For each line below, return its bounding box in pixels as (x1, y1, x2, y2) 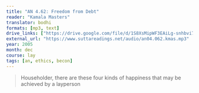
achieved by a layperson (20, 80, 81, 87)
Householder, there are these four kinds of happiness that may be (20, 74, 182, 81)
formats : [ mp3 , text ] (6, 25, 60, 31)
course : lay (6, 52, 36, 58)
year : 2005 (6, 42, 33, 48)
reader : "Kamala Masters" (6, 14, 70, 20)
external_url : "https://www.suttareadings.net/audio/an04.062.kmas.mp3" (6, 36, 190, 42)
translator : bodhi (6, 19, 52, 25)
